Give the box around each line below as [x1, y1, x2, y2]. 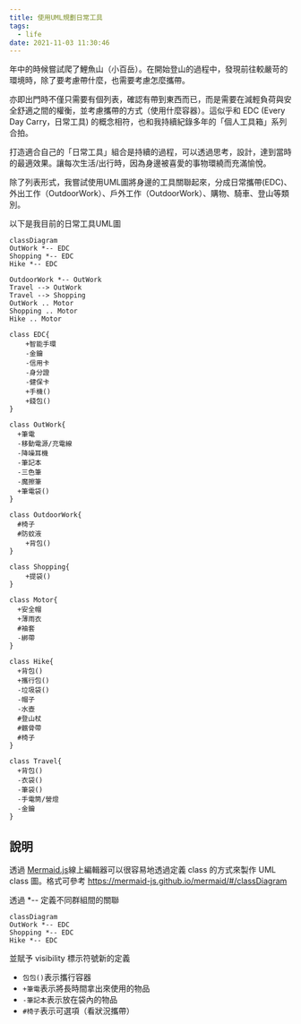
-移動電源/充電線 [17, 440, 73, 449]
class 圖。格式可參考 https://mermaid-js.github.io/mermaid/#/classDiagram [9, 875, 288, 887]
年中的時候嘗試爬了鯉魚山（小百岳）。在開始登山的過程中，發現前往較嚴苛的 [9, 64, 288, 74]
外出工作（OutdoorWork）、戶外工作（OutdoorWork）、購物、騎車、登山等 [9, 188, 282, 199]
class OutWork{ [9, 420, 66, 430]
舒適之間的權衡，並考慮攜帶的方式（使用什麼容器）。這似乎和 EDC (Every [16, 105, 286, 116]
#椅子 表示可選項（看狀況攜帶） [21, 1005, 134, 1017]
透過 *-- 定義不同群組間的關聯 [9, 895, 119, 906]
